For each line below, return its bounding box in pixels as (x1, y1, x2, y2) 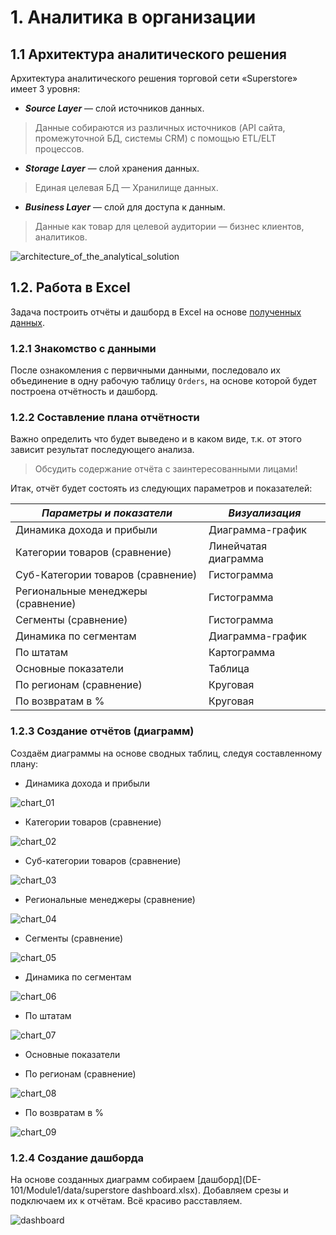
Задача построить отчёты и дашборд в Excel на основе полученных (10, 306, 302, 318)
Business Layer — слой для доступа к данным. (24, 201, 226, 213)
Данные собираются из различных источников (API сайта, (34, 122, 286, 133)
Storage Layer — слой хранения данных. (24, 162, 200, 174)
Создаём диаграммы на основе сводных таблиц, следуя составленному (10, 747, 323, 759)
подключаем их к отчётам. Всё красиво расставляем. (10, 1195, 243, 1206)
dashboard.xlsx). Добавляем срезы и (131, 1184, 289, 1196)
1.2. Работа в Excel (10, 279, 131, 296)
